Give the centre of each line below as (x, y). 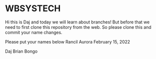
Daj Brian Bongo (21, 51)
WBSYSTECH (33, 9)
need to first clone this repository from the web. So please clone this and (78, 27)
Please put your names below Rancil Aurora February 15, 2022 (68, 41)
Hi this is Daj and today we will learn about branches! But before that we (77, 22)
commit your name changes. (34, 32)
